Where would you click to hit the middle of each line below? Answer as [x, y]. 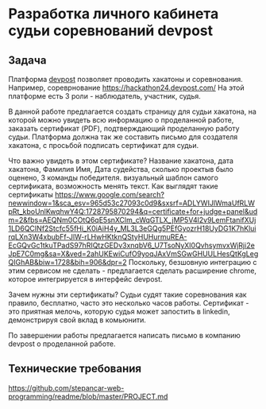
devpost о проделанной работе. [62, 344]
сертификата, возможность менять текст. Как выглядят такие [113, 186]
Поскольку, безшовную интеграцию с [193, 262]
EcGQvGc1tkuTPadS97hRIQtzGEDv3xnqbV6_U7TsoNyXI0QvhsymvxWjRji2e [132, 245]
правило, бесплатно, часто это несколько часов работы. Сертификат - [129, 303]
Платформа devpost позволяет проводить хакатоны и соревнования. [126, 79]
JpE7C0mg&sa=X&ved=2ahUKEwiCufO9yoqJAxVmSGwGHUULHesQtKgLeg [133, 254]
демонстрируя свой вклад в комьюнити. [77, 320]
